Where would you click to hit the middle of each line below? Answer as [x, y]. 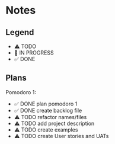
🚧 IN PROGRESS [34, 53]
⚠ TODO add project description [54, 123]
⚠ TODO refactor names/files [50, 117]
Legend [20, 32]
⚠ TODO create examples [46, 129]
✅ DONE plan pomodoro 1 [46, 104]
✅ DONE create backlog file [48, 110]
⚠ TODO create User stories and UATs [61, 136]
